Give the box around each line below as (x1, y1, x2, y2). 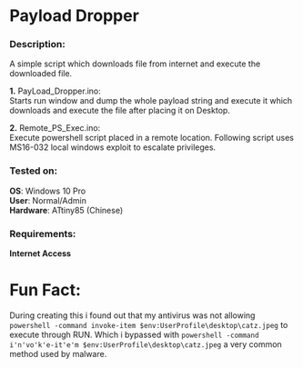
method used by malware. (9, 349, 107, 360)
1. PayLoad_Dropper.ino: (9, 85, 102, 96)
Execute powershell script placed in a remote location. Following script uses (9, 133, 294, 144)
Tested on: (9, 164, 57, 177)
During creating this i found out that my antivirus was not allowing (9, 310, 256, 321)
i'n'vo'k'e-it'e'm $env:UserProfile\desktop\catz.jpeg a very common (9, 339, 282, 350)
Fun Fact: (9, 280, 82, 301)
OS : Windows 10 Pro (9, 185, 86, 196)
